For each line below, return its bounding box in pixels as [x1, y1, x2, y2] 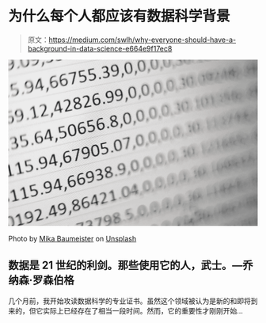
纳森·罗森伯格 [8, 274, 75, 287]
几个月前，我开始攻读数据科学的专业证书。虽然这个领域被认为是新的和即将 [8, 296, 251, 306]
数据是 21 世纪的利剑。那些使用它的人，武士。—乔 [8, 259, 253, 272]
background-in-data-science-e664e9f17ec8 [27, 44, 173, 53]
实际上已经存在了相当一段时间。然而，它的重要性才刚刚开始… [42, 306, 244, 315]
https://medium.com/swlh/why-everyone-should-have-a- [48, 35, 237, 44]
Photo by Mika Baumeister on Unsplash [8, 234, 137, 244]
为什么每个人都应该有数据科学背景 [8, 7, 231, 25]
